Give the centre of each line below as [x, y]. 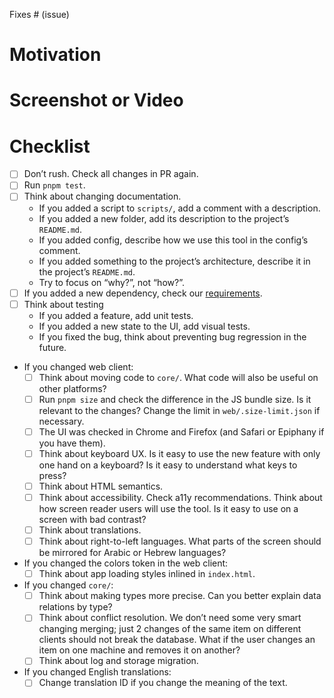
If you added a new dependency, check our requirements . [143, 293]
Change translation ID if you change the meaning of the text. [163, 683]
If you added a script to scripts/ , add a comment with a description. [179, 208]
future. [52, 347]
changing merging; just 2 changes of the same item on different [170, 629]
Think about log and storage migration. [118, 661]
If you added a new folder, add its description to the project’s [164, 218]
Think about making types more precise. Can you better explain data [180, 596]
